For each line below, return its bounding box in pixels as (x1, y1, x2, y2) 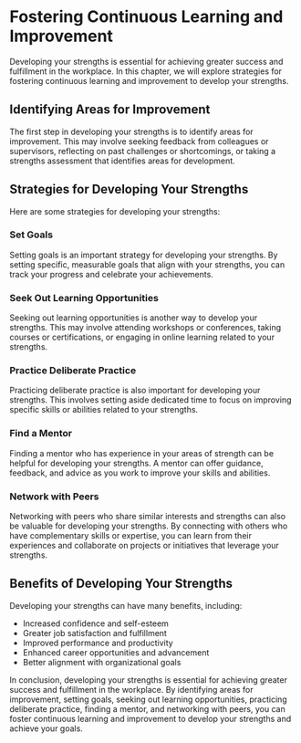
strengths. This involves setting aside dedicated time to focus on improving (9, 394, 292, 405)
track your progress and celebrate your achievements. (9, 268, 214, 279)
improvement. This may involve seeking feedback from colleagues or (9, 135, 269, 147)
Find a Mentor (9, 427, 73, 440)
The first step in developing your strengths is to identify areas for (9, 126, 254, 137)
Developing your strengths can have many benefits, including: (9, 600, 243, 611)
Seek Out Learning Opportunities (9, 291, 160, 304)
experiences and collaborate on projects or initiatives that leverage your (9, 540, 280, 551)
